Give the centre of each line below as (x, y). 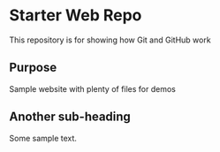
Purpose (33, 68)
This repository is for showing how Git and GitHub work (110, 40)
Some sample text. (43, 138)
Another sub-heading (70, 117)
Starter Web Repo (76, 15)
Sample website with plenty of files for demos (93, 88)
